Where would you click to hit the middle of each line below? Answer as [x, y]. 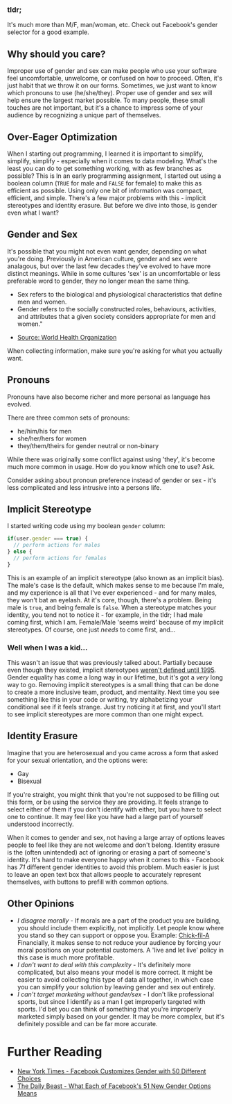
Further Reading [55, 1052]
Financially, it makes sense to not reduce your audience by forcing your [119, 942]
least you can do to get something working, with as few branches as [105, 168]
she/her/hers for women [52, 438]
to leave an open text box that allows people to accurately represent [104, 874]
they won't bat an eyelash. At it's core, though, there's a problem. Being [109, 600]
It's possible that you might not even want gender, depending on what [107, 251]
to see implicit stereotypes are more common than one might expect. [106, 714]
